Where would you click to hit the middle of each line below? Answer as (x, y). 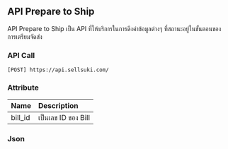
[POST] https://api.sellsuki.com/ (58, 70)
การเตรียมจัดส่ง (25, 36)
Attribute (23, 88)
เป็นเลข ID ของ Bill (64, 118)
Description (58, 106)
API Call (21, 55)
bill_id (21, 118)
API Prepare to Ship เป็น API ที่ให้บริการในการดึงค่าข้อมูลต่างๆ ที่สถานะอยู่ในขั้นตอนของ (114, 28)
